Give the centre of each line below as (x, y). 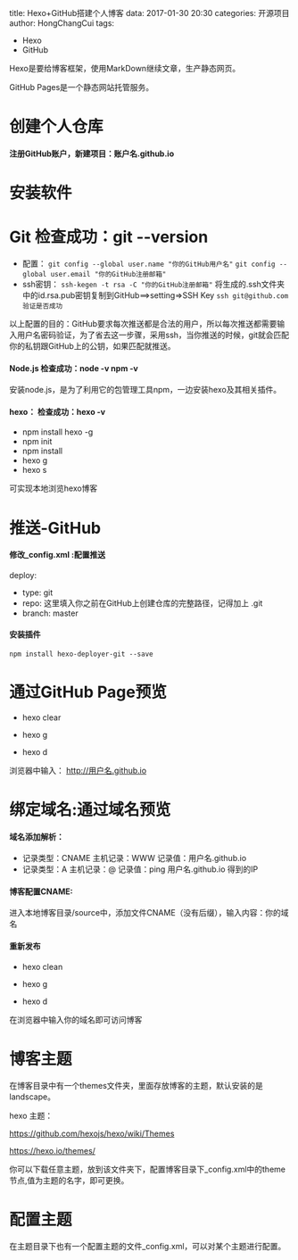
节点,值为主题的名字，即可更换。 (69, 1180)
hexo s (34, 470)
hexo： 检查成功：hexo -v (57, 411)
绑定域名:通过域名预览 (90, 810)
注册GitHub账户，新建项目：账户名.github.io (92, 153)
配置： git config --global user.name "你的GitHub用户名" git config (149, 263)
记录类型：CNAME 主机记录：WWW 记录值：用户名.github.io (134, 858)
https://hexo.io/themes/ (53, 1150)
